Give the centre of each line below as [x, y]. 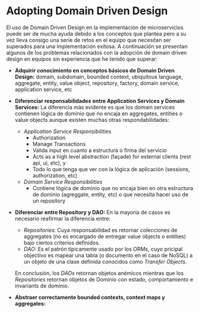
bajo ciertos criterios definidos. [62, 242]
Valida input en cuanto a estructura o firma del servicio [99, 150]
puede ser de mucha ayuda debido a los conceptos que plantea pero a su [97, 33]
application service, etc [43, 89]
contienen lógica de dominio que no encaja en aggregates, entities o [99, 113]
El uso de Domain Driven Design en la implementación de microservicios [95, 27]
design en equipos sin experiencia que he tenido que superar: [82, 59]
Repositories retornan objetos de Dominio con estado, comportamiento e [104, 279]
